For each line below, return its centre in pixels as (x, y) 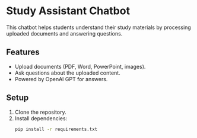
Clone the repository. (40, 112)
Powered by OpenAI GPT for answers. (61, 79)
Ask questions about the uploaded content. (67, 73)
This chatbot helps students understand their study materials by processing (99, 27)
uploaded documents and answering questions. (64, 33)
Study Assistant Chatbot (68, 11)
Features (23, 52)
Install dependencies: (41, 118)
